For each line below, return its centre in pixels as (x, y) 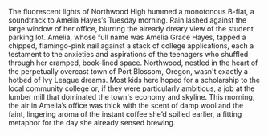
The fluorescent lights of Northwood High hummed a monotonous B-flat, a (131, 12)
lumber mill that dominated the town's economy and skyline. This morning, (132, 97)
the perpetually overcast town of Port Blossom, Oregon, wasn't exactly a (128, 71)
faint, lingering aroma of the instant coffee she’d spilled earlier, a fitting (125, 114)
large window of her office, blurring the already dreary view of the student (131, 29)
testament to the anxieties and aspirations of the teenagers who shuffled (128, 54)
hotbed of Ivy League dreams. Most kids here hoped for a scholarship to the (134, 80)
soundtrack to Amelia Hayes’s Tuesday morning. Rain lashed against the (128, 20)
